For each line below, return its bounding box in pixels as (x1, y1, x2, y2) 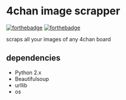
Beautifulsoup (14, 75, 49, 82)
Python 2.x (14, 69, 42, 76)
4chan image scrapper (6, 4, 121, 18)
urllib (14, 81, 28, 89)
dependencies (6, 53, 61, 63)
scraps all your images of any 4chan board (6, 35, 111, 43)
